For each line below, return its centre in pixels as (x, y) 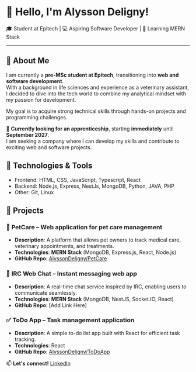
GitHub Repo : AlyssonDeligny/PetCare (61, 259)
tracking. (25, 339)
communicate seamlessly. (46, 292)
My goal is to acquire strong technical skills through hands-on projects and (96, 111)
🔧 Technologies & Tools (49, 166)
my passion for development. (41, 99)
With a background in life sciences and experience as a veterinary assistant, (98, 87)
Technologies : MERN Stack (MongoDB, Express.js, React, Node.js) (95, 252)
